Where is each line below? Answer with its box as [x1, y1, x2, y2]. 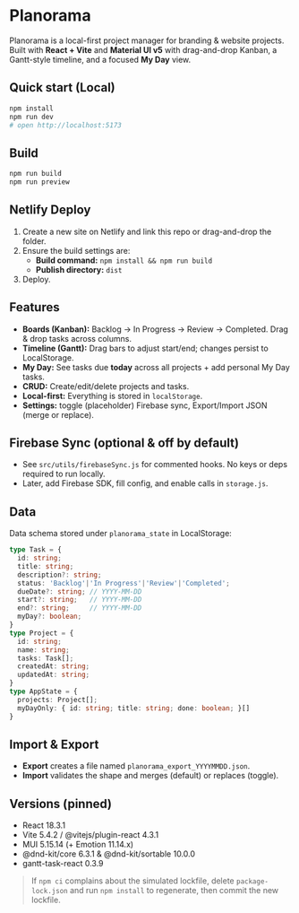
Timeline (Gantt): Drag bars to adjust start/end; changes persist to [21, 343, 269, 353]
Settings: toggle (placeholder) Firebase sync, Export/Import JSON [21, 400, 268, 411]
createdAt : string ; [17, 662, 90, 671]
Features [9, 300, 60, 315]
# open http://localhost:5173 [9, 120, 123, 130]
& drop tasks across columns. [21, 333, 132, 343]
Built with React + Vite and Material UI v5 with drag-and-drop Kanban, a [9, 44, 278, 55]
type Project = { [9, 629, 74, 638]
